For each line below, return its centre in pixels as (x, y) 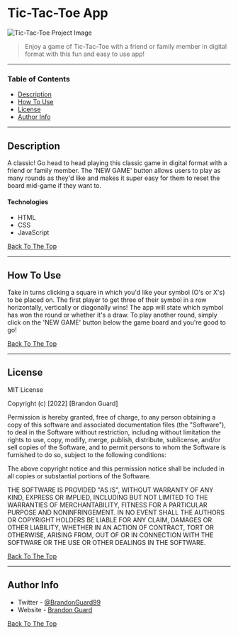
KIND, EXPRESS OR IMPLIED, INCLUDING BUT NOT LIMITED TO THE (108, 497)
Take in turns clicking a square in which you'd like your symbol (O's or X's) (116, 293)
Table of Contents (39, 79)
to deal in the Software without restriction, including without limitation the (114, 432)
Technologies (28, 202)
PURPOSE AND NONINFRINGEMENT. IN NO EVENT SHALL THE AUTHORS (116, 512)
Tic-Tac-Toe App (58, 13)
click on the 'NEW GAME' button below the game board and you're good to (117, 322)
